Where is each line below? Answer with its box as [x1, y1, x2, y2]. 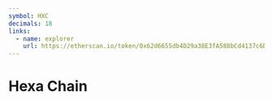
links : [8, 27, 31, 35]
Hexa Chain [8, 77, 88, 96]
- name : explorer [15, 34, 75, 43]
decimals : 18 [8, 20, 53, 28]
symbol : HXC [8, 11, 49, 20]
